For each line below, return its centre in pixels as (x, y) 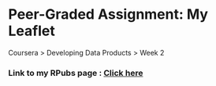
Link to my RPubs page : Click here (76, 73)
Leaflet (32, 31)
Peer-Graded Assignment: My (108, 14)
